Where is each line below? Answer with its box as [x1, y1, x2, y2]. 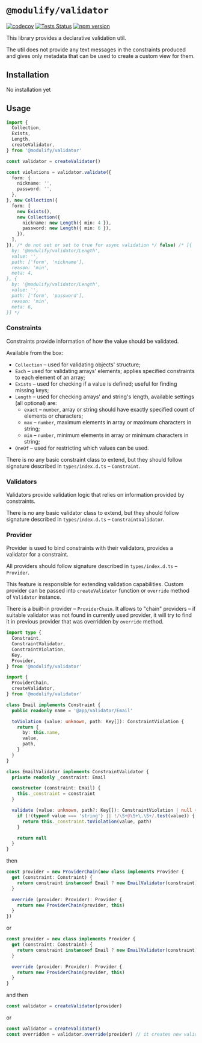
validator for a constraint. [6, 551, 69, 558]
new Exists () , [17, 208, 52, 214]
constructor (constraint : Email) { [11, 785, 101, 791]
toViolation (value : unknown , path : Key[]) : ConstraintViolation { [11, 718, 185, 724]
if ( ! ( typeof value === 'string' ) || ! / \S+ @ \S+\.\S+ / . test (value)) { [17, 812, 195, 819]
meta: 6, [11, 304, 34, 310]
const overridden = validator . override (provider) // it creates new [6, 1031, 182, 1037]
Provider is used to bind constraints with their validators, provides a [6, 544, 173, 552]
